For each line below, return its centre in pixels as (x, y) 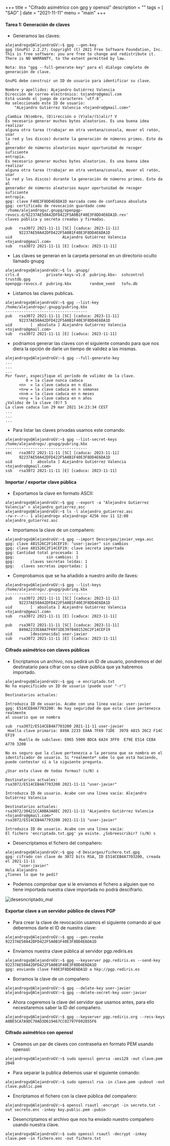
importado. (24, 672)
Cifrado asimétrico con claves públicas (48, 650)
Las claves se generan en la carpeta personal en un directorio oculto (84, 256)
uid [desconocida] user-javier (46, 634)
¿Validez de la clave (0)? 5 (36, 403)
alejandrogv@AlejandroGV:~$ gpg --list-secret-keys (61, 440)
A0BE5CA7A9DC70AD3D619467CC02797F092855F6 (51, 1021)
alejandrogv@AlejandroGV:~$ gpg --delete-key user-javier (68, 988)
